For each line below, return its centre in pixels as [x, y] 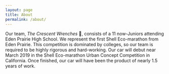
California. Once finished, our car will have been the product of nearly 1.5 [81, 61]
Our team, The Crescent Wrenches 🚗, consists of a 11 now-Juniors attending [85, 34]
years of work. [20, 66]
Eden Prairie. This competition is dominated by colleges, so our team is [79, 45]
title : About [19, 15]
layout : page [19, 10]
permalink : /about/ [26, 19]
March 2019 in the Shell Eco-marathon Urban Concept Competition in [78, 55]
